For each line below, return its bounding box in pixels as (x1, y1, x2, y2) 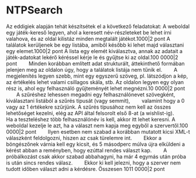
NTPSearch (6, 4, 63, 17)
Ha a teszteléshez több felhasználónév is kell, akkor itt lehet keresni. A (6, 116, 176, 123)
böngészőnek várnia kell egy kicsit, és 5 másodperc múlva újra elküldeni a (6, 141, 185, 148)
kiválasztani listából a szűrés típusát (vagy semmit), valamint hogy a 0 (6, 97, 185, 104)
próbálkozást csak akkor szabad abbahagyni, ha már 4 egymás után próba (6, 153, 186, 160)
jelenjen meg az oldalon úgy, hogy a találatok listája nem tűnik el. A (6, 66, 178, 73)
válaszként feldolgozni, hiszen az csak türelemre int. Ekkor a (6, 134, 162, 141)
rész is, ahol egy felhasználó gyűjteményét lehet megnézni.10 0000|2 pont (6, 85, 185, 92)
